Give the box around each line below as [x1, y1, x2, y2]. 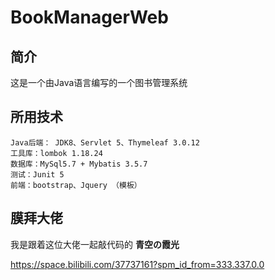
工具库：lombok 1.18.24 [10, 148, 103, 158]
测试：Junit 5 [10, 169, 65, 180]
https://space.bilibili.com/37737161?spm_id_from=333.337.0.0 [10, 258, 265, 270]
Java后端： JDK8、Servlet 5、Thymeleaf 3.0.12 [10, 137, 200, 148]
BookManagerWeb [10, 6, 169, 29]
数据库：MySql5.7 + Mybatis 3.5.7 [10, 159, 148, 169]
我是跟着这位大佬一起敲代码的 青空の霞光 [10, 238, 180, 250]
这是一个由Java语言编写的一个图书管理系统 [10, 77, 188, 88]
